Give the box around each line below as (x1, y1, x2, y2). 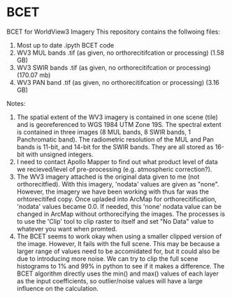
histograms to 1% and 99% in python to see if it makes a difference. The (16, 262, 225, 270)
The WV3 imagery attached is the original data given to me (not (16, 172, 200, 181)
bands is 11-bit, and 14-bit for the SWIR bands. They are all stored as (16, 142, 214, 151)
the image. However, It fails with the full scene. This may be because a (16, 239, 220, 248)
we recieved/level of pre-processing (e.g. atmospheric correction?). (16, 165, 212, 173)
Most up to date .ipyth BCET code (16, 41, 115, 49)
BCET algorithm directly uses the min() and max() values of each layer (16, 269, 219, 278)
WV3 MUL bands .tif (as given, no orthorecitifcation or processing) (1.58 (16, 48, 224, 57)
